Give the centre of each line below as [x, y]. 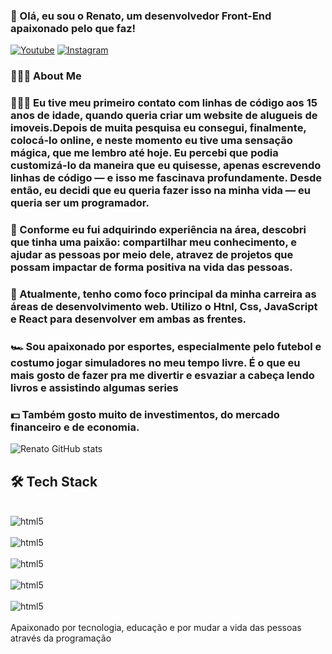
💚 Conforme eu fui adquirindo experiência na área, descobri [158, 230]
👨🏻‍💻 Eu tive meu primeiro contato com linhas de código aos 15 [164, 103]
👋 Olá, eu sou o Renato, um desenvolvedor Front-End [141, 16]
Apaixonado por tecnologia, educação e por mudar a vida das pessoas [156, 628]
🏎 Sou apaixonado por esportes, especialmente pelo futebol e [166, 346]
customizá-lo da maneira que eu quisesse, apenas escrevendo [166, 166]
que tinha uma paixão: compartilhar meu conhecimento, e [153, 242]
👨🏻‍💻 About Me [46, 76]
